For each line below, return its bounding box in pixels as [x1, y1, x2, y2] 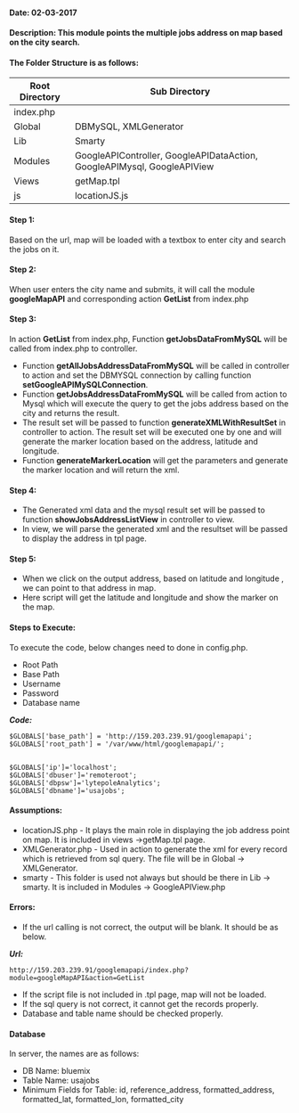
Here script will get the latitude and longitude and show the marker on [21, 593, 279, 603]
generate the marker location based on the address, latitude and [21, 437, 258, 446]
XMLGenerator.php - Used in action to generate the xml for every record [21, 843, 287, 855]
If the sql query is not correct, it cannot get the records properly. [21, 999, 259, 1010]
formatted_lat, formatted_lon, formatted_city [21, 1094, 184, 1105]
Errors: [9, 902, 36, 912]
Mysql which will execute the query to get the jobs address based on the [21, 398, 289, 409]
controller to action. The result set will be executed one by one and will [21, 427, 282, 437]
